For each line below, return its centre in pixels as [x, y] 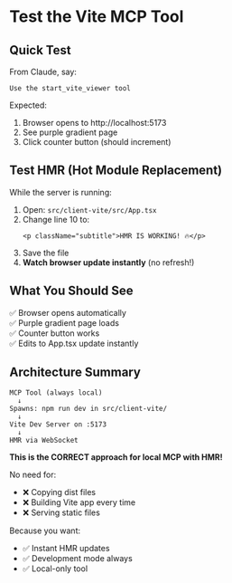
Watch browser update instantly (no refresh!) [108, 262]
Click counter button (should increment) [97, 142]
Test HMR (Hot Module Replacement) [116, 171]
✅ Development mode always [77, 559]
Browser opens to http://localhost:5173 [94, 123]
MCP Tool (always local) [56, 393]
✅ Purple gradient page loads [65, 322]
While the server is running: [61, 192]
